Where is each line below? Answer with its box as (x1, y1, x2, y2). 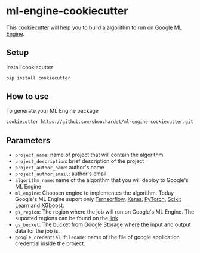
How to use (6, 91, 49, 102)
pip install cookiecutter (6, 75, 70, 81)
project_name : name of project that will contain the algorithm (14, 151, 164, 159)
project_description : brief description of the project (14, 158, 144, 165)
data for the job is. (14, 227, 60, 235)
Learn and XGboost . (14, 202, 64, 209)
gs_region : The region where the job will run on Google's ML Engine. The (14, 208, 195, 215)
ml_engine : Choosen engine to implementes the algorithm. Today (14, 189, 174, 196)
